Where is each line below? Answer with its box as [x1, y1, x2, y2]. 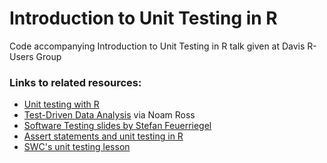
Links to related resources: [9, 75, 142, 89]
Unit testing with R [23, 98, 100, 111]
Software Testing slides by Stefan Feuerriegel [23, 120, 212, 132]
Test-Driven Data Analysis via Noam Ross [23, 109, 196, 121]
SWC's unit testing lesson [23, 141, 131, 153]
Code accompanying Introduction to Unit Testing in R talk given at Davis [9, 40, 306, 52]
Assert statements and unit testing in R [23, 130, 184, 142]
